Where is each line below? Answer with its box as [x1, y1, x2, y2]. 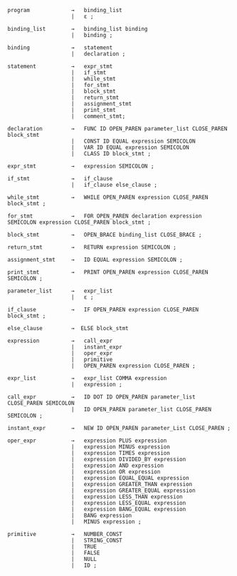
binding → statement [7, 44, 113, 51]
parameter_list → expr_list [7, 287, 113, 294]
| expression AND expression [70, 462, 164, 469]
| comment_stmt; [70, 113, 126, 120]
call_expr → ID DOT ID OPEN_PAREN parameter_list [7, 394, 196, 401]
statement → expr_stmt [7, 63, 113, 70]
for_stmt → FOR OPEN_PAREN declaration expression [7, 212, 202, 220]
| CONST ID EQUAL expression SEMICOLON [70, 138, 196, 145]
